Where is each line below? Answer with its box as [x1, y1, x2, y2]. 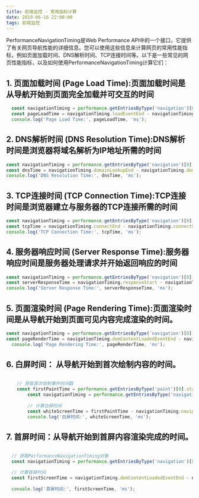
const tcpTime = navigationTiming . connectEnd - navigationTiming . [6, 223, 174, 229]
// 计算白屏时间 [27, 402, 62, 409]
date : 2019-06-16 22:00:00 [6, 14, 73, 20]
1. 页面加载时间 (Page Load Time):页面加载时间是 [6, 78, 186, 88]
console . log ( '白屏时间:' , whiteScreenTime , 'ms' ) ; [27, 414, 152, 420]
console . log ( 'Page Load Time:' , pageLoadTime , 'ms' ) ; [11, 116, 147, 122]
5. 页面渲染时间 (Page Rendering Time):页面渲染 [6, 303, 184, 313]
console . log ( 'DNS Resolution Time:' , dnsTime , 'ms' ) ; [6, 173, 142, 179]
